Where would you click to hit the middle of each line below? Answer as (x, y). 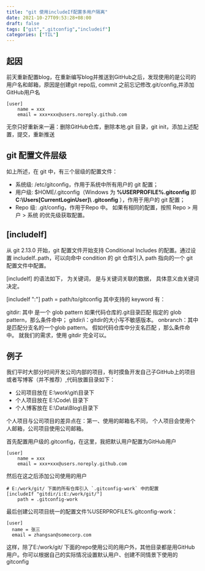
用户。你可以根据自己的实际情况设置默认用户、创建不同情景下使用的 (92, 555)
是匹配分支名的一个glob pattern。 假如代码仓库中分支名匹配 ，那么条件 (96, 327)
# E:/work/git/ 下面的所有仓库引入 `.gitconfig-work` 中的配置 (83, 489)
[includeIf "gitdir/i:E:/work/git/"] (54, 494)
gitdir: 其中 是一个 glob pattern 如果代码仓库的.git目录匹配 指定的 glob (94, 312)
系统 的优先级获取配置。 (58, 215)
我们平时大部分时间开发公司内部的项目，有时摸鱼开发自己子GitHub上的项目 (101, 372)
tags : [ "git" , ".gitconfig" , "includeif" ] (59, 29)
